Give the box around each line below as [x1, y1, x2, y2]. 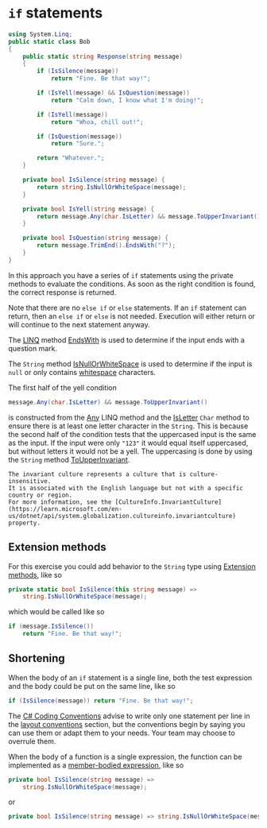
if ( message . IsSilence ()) [8, 622, 94, 631]
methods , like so [8, 570, 62, 579]
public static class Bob [8, 37, 91, 45]
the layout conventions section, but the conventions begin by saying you [8, 719, 246, 729]
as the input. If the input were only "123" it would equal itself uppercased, [8, 438, 249, 447]
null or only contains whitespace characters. [8, 367, 157, 377]
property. [8, 519, 41, 527]
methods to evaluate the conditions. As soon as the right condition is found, [8, 279, 256, 288]
